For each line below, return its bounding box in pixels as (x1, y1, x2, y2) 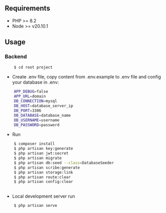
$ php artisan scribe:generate (14, 165, 80, 170)
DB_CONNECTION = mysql (14, 99, 57, 104)
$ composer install (14, 141, 55, 147)
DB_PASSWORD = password (14, 122, 59, 127)
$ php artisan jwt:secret (14, 151, 69, 156)
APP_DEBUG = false (14, 89, 49, 94)
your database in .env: (12, 79, 59, 86)
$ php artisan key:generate (14, 146, 73, 151)
